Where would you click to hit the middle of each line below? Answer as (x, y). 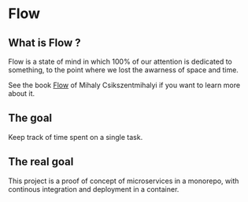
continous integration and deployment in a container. (94, 189)
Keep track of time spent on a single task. (76, 137)
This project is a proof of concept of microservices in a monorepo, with (124, 181)
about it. (22, 94)
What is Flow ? (44, 43)
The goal (30, 118)
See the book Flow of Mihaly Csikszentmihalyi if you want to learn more (124, 85)
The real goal (41, 162)
